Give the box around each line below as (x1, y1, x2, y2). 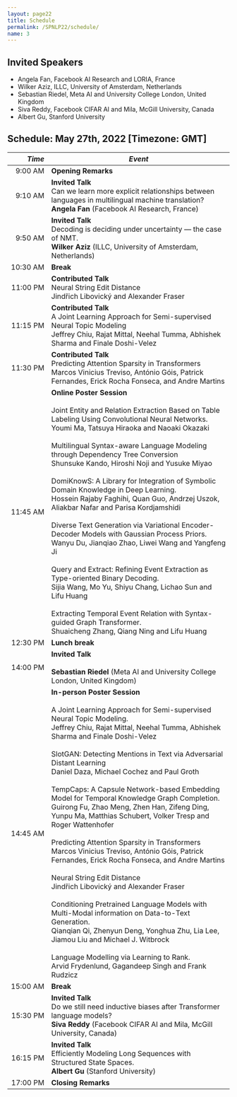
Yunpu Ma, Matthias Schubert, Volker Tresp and (51, 811, 209, 821)
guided (51, 617, 75, 627)
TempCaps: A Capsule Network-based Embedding (51, 784, 220, 794)
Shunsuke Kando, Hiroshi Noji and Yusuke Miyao (51, 458, 213, 468)
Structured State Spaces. (51, 1057, 135, 1067)
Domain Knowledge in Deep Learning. (51, 485, 176, 495)
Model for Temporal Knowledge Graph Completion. (51, 793, 220, 803)
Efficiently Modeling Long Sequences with (51, 1048, 191, 1058)
